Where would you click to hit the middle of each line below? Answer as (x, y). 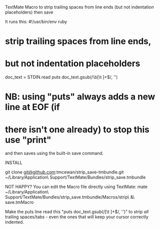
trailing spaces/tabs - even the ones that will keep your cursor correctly (77, 217)
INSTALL (14, 163)
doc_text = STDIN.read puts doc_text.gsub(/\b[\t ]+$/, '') (62, 77)
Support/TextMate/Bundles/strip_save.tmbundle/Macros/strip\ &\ (70, 197)
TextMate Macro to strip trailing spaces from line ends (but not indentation (80, 7)
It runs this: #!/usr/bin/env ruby (36, 22)
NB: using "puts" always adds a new (80, 97)
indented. (15, 222)
